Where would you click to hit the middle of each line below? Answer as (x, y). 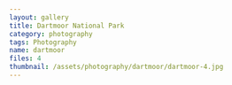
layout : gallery (39, 17)
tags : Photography (43, 42)
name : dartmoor (37, 50)
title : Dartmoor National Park (67, 26)
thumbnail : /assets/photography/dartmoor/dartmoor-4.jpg (116, 67)
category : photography (51, 34)
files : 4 (25, 58)
